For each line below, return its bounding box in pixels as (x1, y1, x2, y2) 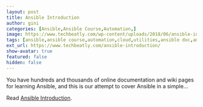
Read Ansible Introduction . (6, 94, 72, 102)
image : (6, 31, 23, 37)
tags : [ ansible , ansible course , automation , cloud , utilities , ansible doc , (6, 37, 193, 43)
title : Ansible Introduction (6, 15, 80, 21)
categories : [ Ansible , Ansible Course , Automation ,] (6, 25, 137, 32)
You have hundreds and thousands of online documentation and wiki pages (6, 76, 195, 83)
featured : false (6, 54, 47, 60)
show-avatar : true (6, 48, 53, 54)
